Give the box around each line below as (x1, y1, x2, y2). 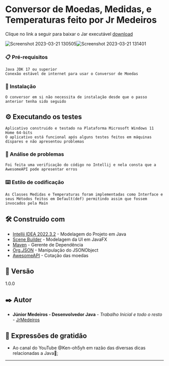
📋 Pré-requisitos (5, 53, 48, 60)
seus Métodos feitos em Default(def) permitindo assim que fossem (5, 196, 147, 201)
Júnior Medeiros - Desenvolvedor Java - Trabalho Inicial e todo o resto (12, 312, 162, 318)
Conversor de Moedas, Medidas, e (5, 4, 152, 15)
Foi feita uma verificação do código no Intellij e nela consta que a (5, 162, 156, 167)
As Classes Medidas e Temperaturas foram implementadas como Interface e (5, 192, 163, 197)
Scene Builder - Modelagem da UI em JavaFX (12, 236, 107, 242)
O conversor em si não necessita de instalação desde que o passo (5, 94, 147, 99)
